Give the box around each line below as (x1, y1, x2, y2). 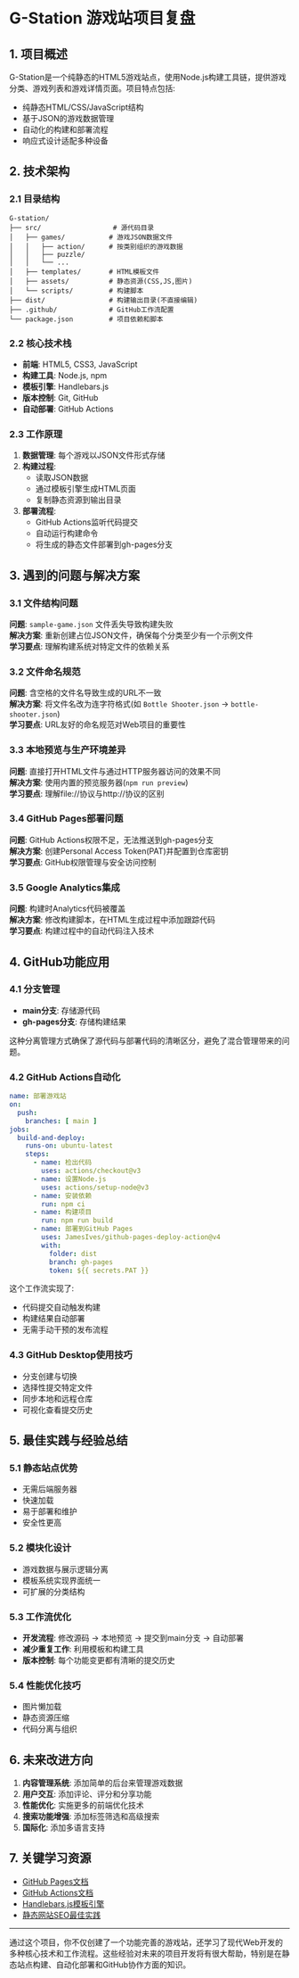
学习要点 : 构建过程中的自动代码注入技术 (9, 925, 154, 937)
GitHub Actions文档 (21, 1887, 94, 1898)
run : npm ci (41, 1199, 86, 1209)
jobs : (9, 1125, 29, 1134)
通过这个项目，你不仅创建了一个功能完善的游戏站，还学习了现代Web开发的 (9, 1937, 283, 1948)
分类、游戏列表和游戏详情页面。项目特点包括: (9, 83, 176, 94)
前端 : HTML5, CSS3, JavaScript (21, 359, 138, 369)
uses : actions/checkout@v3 (41, 1166, 141, 1176)
